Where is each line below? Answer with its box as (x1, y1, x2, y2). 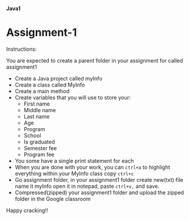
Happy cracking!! (6, 206, 49, 214)
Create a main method (14, 87, 70, 95)
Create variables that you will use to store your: (14, 94, 131, 101)
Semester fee (23, 144, 57, 151)
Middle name (23, 106, 56, 113)
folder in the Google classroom (14, 195, 91, 202)
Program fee (23, 151, 55, 158)
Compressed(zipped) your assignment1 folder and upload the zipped (14, 188, 184, 196)
